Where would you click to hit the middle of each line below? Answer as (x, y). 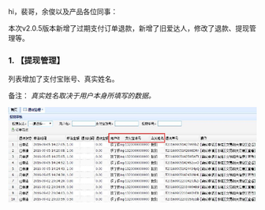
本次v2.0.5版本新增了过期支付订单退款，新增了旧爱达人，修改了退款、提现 (129, 28)
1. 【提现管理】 (37, 60)
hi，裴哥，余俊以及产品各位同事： (63, 11)
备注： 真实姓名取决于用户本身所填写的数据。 (82, 96)
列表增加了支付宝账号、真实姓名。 (63, 79)
